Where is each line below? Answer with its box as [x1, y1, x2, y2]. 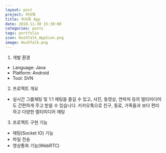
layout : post [5, 7, 33, 13]
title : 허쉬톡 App [5, 17, 41, 22]
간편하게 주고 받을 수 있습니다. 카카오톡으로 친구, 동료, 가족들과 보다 [18, 102, 150, 108]
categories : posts [5, 26, 44, 31]
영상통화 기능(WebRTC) [12, 142, 60, 148]
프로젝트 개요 [12, 85, 39, 91]
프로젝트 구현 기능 [12, 119, 48, 125]
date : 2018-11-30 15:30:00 [5, 21, 62, 27]
